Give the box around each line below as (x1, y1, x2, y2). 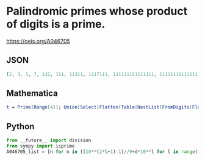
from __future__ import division (6, 137, 92, 144)
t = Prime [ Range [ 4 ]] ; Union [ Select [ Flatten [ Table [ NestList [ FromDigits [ (6, 104, 193, 110)
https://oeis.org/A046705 (6, 37, 70, 45)
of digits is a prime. (6, 17, 106, 31)
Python (6, 121, 35, 132)
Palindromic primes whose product (6, 4, 188, 18)
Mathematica (6, 88, 58, 99)
